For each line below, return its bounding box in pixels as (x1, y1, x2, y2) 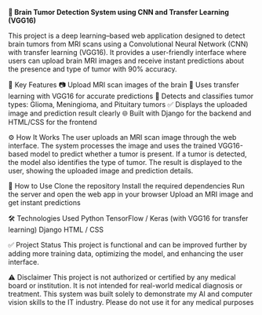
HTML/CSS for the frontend (8, 118, 97, 126)
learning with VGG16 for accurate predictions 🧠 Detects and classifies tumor (8, 91, 254, 101)
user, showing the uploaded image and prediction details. (8, 166, 194, 175)
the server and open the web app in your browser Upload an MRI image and (8, 189, 253, 199)
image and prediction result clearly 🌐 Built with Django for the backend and (8, 108, 252, 118)
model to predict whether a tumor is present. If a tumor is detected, (30, 149, 247, 159)
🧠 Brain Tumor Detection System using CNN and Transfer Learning (8, 8, 230, 16)
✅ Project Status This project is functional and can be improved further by (8, 240, 247, 249)
